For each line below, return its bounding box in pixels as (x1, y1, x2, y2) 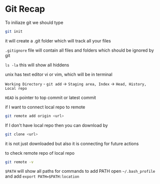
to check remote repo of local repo (5, 150, 75, 156)
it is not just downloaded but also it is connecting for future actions (5, 141, 139, 146)
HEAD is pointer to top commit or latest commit (5, 94, 96, 101)
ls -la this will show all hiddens (5, 62, 70, 68)
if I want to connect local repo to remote (5, 104, 86, 110)
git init (5, 29, 23, 34)
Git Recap (5, 3, 45, 15)
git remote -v (5, 160, 34, 164)
